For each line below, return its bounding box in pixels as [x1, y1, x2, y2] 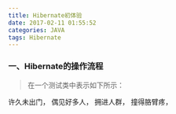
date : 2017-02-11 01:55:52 [8, 19, 97, 27]
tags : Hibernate [8, 33, 61, 42]
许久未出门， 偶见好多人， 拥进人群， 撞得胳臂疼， [8, 97, 173, 106]
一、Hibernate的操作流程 [8, 61, 104, 72]
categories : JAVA [8, 26, 65, 34]
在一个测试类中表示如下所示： [27, 80, 124, 90]
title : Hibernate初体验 [8, 11, 82, 20]
